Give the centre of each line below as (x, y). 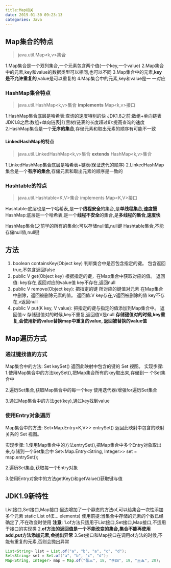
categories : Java (24, 19)
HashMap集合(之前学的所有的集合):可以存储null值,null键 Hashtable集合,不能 (85, 226)
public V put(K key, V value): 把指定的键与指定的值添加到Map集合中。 (86, 308)
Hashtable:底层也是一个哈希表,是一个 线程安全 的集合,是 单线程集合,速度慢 (81, 208)
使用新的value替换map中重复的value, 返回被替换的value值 (85, 321)
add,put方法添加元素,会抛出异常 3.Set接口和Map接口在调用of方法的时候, (82, 535)
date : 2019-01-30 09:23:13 (34, 15)
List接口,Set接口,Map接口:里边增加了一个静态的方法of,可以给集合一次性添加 (84, 509)
